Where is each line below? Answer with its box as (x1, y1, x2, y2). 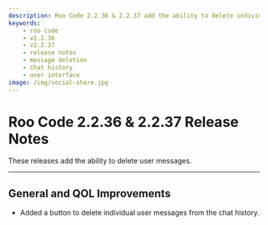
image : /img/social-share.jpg (8, 78, 109, 86)
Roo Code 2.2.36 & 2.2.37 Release (8, 112, 239, 131)
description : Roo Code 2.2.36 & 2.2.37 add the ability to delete (8, 11, 234, 20)
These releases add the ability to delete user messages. (8, 156, 192, 166)
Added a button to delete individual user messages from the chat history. (19, 208, 260, 218)
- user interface (22, 71, 81, 79)
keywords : (8, 19, 41, 27)
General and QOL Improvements (8, 187, 171, 200)
